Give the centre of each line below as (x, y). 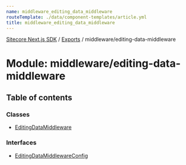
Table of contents (39, 97)
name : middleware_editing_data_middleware (59, 12)
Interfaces (21, 143)
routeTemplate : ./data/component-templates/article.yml (76, 17)
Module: (27, 63)
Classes (18, 114)
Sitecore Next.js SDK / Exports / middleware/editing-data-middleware (91, 40)
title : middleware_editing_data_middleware (61, 22)
